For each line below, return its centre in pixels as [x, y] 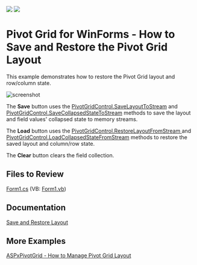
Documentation [36, 208]
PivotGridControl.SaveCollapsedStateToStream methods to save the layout [98, 113]
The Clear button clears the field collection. [60, 155]
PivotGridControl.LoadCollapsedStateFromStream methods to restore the [97, 137]
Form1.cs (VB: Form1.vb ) [36, 189]
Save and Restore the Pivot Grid [87, 47]
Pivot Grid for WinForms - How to [91, 35]
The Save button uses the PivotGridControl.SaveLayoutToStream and [92, 106]
